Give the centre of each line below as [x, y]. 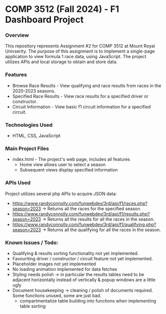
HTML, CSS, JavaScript [36, 136]
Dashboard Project [44, 20]
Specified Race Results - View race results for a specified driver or [80, 96]
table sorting [33, 306]
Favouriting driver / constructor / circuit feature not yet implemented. [83, 258]
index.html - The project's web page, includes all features [71, 159]
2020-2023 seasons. [34, 91]
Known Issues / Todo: [32, 242]
